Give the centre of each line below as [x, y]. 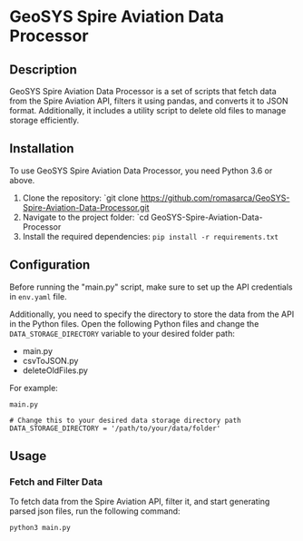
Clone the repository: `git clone [80, 198]
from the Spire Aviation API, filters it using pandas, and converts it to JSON [149, 101]
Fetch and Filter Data [56, 481]
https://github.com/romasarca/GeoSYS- [215, 198]
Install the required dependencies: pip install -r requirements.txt [151, 236]
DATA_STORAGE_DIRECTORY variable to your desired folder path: [122, 333]
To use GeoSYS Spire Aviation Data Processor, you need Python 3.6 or [141, 171]
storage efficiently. [44, 120]
